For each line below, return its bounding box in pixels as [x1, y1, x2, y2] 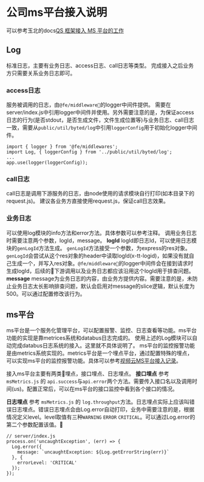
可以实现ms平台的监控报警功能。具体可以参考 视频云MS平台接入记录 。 [6, 357, 182, 365]
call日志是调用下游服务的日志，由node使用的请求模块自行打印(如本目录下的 [6, 190, 195, 197]
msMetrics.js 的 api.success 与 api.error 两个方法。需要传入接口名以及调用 [6, 378, 192, 385]
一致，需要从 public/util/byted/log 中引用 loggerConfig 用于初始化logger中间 [6, 124, 197, 131]
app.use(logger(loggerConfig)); [6, 159, 88, 166]
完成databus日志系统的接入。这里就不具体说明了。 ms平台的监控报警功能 [11, 342, 195, 349]
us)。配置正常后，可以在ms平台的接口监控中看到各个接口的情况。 [13, 385, 178, 393]
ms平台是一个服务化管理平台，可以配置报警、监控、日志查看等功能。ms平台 [6, 327, 197, 334]
